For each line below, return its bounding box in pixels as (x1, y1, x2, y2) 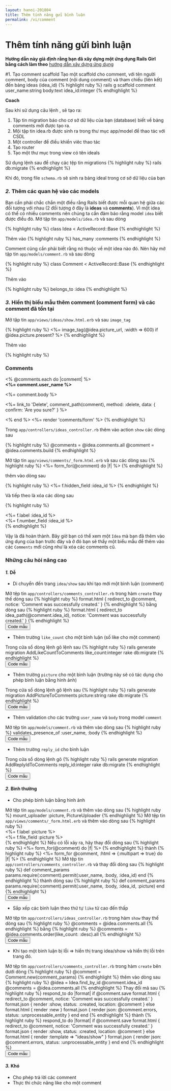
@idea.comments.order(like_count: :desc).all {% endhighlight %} (5, 931, 141, 937)
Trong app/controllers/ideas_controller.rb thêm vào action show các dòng (5, 427, 165, 433)
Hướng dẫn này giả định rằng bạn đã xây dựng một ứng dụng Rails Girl (5, 56, 156, 62)
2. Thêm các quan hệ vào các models (5, 188, 99, 195)
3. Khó (5, 1063, 20, 1069)
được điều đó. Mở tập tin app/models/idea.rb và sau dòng (5, 216, 126, 222)
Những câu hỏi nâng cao (5, 556, 67, 564)
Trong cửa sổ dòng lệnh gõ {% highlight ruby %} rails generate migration (5, 756, 158, 762)
